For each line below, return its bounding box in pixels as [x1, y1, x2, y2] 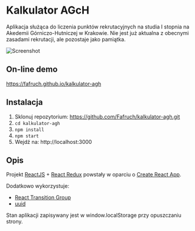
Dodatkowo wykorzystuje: [6, 182, 70, 190]
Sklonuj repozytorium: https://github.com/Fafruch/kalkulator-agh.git [14, 113, 180, 120]
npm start [14, 133, 40, 139]
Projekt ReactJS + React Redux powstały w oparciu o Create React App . [6, 171, 181, 178]
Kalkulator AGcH [6, 4, 90, 17]
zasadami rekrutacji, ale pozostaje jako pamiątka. [6, 36, 126, 43]
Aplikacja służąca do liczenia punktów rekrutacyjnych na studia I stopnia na [6, 23, 190, 30]
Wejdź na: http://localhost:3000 [14, 138, 92, 145]
